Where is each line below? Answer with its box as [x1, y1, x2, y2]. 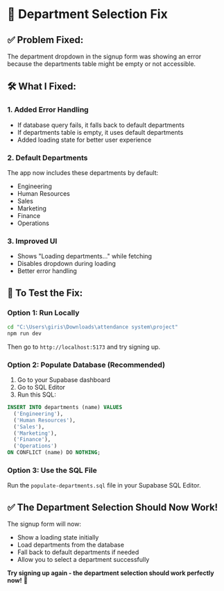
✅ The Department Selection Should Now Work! [7, 501, 218, 513]
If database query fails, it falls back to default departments [17, 121, 185, 129]
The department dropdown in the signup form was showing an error [7, 52, 202, 60]
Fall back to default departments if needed [17, 548, 139, 556]
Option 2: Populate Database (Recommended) [7, 360, 165, 369]
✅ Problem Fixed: [7, 34, 84, 46]
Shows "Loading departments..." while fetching [17, 252, 153, 260]
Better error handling [17, 267, 78, 275]
